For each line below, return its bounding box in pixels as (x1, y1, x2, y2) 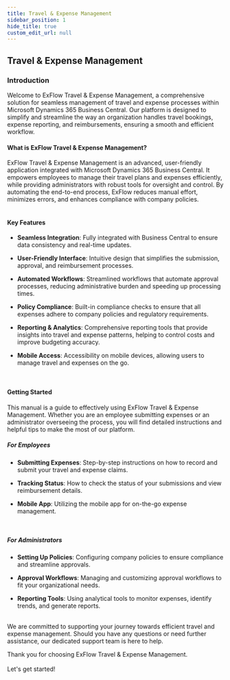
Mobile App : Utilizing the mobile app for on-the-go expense (16, 500, 187, 508)
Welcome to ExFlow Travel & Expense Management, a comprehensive (7, 91, 205, 99)
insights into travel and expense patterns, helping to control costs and (16, 331, 215, 339)
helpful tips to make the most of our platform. (7, 425, 135, 434)
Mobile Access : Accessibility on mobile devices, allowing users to (16, 352, 205, 360)
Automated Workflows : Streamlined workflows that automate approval (16, 275, 218, 283)
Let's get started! (7, 665, 56, 673)
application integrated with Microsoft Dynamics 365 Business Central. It (7, 166, 210, 174)
